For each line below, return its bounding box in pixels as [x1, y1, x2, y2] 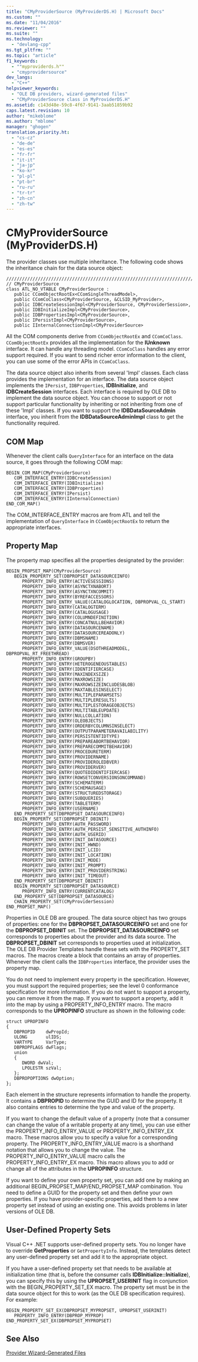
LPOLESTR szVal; [21, 1065, 62, 1071]
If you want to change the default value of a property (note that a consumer [6, 1115, 190, 1122]
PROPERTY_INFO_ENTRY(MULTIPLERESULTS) [21, 697, 117, 703]
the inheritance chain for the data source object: [6, 264, 124, 272]
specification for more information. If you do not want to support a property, [6, 988, 190, 995]
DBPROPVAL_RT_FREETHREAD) [6, 651, 70, 656]
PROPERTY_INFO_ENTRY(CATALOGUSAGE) [21, 609, 110, 615]
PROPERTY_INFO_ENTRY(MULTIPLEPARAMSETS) [21, 692, 123, 698]
